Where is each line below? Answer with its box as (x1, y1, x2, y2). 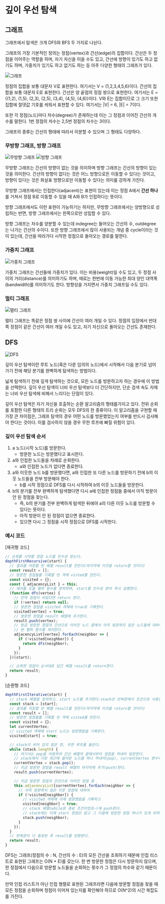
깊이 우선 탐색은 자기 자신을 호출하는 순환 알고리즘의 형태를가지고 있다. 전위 (5, 401, 149, 406)
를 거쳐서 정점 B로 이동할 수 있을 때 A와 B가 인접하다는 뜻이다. (5, 194, 124, 200)
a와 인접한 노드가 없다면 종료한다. (19, 464, 84, 469)
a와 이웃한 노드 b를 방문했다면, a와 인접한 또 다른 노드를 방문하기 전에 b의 (12, 469, 153, 475)
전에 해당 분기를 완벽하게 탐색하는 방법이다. (14, 368, 97, 374)
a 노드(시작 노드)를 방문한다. (12, 445, 67, 451)
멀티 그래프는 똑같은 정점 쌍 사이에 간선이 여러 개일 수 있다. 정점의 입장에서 (5, 317, 148, 323)
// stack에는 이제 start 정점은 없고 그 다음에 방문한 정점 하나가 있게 (23, 810, 151, 816)
